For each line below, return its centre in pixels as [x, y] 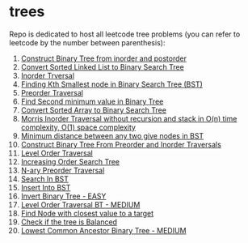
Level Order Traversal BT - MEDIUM [80, 204]
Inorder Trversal [48, 75]
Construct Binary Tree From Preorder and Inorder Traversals [121, 144]
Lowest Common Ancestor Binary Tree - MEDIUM [103, 230]
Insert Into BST [46, 187]
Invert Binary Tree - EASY [63, 196]
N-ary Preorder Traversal [63, 170]
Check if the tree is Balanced [69, 222]
